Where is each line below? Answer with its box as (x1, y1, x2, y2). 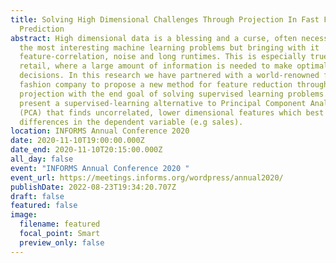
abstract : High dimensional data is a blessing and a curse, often (10, 33, 298, 43)
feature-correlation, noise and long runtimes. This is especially (19, 52, 307, 62)
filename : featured (19, 219, 101, 230)
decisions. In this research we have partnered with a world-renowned (19, 71, 320, 81)
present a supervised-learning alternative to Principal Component (19, 98, 307, 108)
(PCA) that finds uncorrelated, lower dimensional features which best (19, 107, 325, 118)
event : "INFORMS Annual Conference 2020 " (10, 163, 190, 173)
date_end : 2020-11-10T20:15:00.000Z (10, 145, 163, 155)
